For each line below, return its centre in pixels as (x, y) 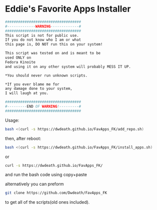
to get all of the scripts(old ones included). (47, 202)
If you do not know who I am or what (43, 40)
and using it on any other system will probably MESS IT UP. (68, 66)
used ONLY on (18, 58)
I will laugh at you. (27, 93)
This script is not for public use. (42, 35)
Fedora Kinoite (20, 62)
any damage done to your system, (39, 89)
